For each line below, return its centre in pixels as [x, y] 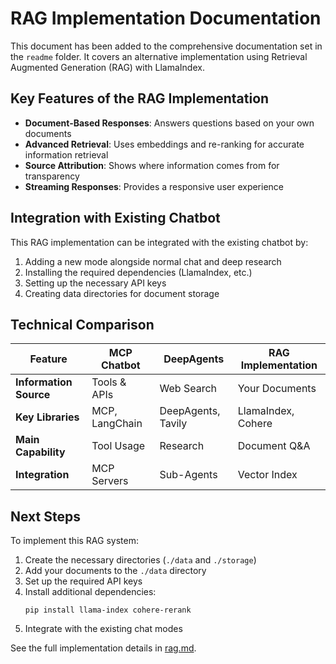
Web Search [188, 389]
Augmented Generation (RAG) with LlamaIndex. [107, 67]
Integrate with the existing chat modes [103, 629]
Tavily [173, 424]
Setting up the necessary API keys [95, 283]
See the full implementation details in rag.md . [103, 648]
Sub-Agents [188, 475]
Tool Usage [118, 446]
